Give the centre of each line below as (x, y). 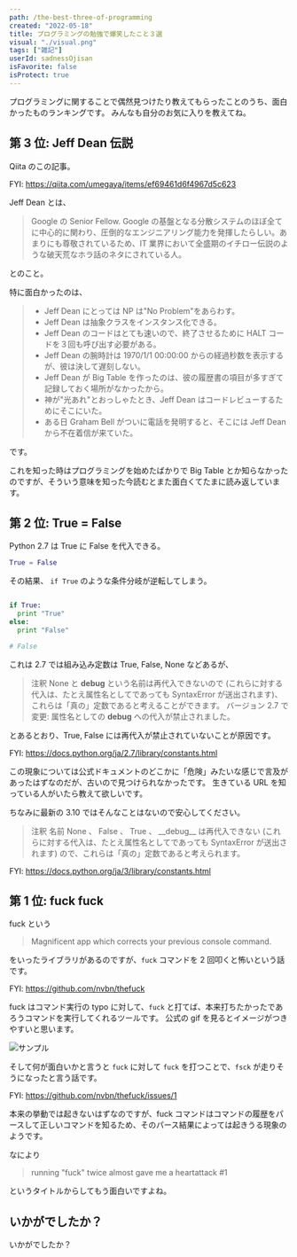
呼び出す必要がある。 (122, 344)
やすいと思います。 (44, 1029)
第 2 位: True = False (66, 523)
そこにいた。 (83, 410)
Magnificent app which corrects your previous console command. (151, 941)
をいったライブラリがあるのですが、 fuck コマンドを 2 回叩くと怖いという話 (147, 960)
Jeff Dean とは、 (40, 202)
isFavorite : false (43, 67)
